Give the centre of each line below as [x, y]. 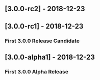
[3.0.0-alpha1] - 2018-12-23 [50, 57]
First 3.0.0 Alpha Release [36, 72]
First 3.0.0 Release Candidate [42, 41]
